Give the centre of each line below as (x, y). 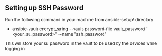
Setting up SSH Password (44, 8)
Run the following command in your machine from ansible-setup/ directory (79, 19)
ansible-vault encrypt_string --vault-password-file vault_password (78, 29)
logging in (15, 48)
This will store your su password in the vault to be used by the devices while (81, 43)
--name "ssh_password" (82, 34)
